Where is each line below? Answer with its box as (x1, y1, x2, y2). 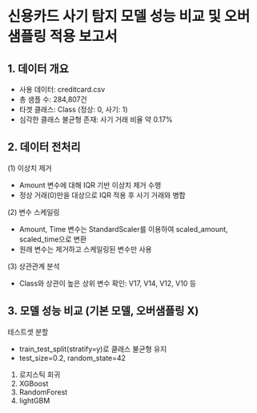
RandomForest (18, 387, 68, 397)
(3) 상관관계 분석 (7, 261, 61, 271)
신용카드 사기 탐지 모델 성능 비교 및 (7, 7, 222, 26)
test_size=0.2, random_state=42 (18, 353, 126, 362)
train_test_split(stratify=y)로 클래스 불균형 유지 (18, 344, 167, 354)
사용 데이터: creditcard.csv (18, 85, 106, 94)
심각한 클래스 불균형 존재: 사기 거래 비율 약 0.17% (18, 115, 173, 124)
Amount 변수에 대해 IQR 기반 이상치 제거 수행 (18, 180, 162, 189)
